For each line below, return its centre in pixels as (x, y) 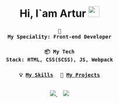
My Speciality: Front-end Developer (60, 37)
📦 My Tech (60, 52)
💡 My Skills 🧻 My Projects (60, 75)
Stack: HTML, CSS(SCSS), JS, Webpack (60, 60)
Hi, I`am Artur (53, 14)
